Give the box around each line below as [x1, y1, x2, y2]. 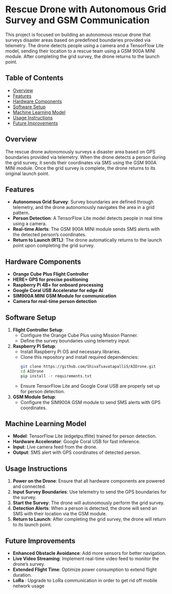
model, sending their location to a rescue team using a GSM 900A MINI [5, 48, 155, 54]
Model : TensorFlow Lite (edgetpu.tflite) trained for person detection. [12, 433, 157, 439]
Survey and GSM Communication [5, 14, 150, 26]
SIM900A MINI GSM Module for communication [12, 293, 117, 299]
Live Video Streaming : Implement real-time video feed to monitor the [12, 555, 159, 562]
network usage [12, 583, 45, 589]
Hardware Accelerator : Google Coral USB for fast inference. [12, 438, 141, 445]
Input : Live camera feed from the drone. [12, 444, 98, 450]
